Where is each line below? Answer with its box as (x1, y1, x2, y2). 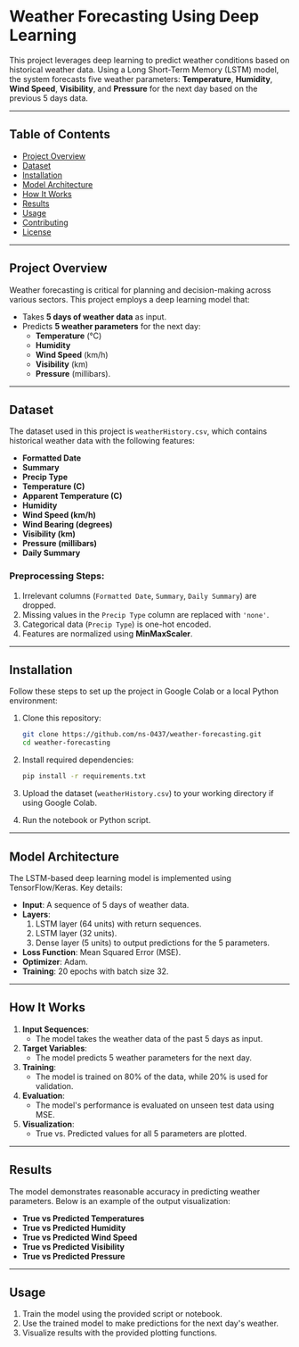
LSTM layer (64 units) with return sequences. (35, 918, 202, 929)
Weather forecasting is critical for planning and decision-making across (9, 284, 271, 295)
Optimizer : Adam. (21, 956, 89, 967)
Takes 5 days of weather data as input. (21, 311, 167, 322)
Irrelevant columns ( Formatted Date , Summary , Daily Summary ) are (21, 590, 257, 601)
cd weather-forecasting (21, 738, 111, 747)
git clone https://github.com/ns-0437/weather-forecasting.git (21, 730, 263, 739)
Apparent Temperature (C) (21, 491, 123, 502)
